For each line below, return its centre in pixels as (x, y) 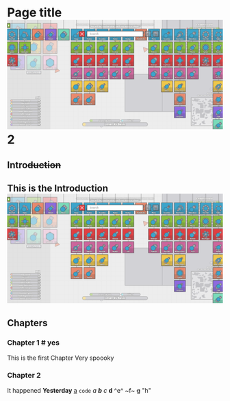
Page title (35, 13)
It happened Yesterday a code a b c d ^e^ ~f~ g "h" (79, 390)
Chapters (27, 323)
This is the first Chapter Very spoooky (61, 358)
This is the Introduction (57, 188)
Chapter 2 (24, 376)
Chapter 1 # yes (34, 343)
